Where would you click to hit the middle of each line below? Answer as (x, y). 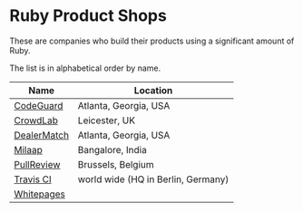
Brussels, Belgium (116, 164)
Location (153, 90)
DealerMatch (42, 135)
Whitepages (40, 194)
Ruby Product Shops (88, 16)
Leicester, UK (107, 120)
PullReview (37, 164)
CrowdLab (36, 120)
